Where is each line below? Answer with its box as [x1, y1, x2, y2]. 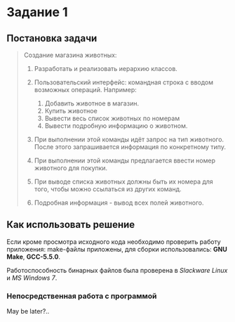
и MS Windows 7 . [6, 273, 58, 282]
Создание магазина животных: [23, 51, 117, 59]
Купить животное [44, 107, 98, 115]
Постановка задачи [6, 32, 98, 44]
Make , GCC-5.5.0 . [6, 252, 61, 261]
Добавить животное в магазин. [44, 99, 140, 108]
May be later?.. [6, 307, 50, 316]
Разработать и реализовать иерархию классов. [34, 65, 178, 72]
